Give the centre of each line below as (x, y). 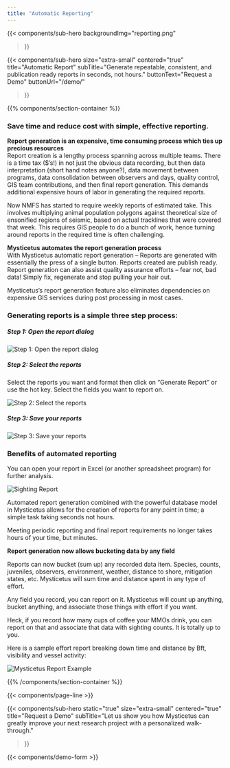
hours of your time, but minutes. (53, 538)
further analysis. (30, 476)
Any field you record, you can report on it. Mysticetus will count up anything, (115, 600)
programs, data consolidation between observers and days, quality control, (113, 177)
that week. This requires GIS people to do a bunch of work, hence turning (111, 227)
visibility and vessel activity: (47, 655)
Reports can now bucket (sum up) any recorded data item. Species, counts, (114, 565)
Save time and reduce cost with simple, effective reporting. (108, 126)
